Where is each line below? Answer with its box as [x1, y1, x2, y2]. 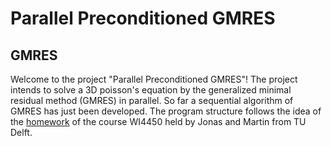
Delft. [10, 127, 33, 138]
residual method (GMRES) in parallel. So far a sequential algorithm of [10, 95, 294, 106]
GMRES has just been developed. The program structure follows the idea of [10, 105, 322, 117]
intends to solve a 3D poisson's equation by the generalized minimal [10, 84, 292, 96]
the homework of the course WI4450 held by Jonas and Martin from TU [10, 116, 307, 127]
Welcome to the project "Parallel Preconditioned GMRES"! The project [10, 73, 298, 85]
